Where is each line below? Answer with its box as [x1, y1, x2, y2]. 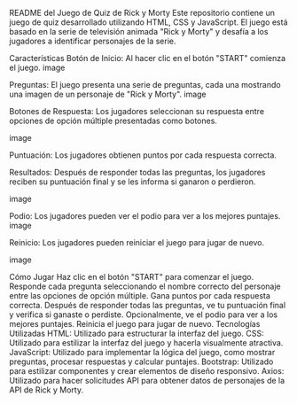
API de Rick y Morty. [9, 385, 84, 395]
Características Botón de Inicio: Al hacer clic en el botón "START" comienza [9, 53, 286, 63]
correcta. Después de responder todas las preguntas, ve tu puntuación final [9, 300, 286, 310]
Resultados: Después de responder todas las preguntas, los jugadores [9, 167, 266, 177]
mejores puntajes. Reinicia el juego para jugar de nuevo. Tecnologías [9, 319, 261, 329]
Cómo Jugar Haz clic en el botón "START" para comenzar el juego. [9, 272, 254, 282]
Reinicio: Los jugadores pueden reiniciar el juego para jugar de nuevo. [9, 237, 265, 247]
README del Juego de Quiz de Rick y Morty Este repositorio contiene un [9, 8, 275, 18]
